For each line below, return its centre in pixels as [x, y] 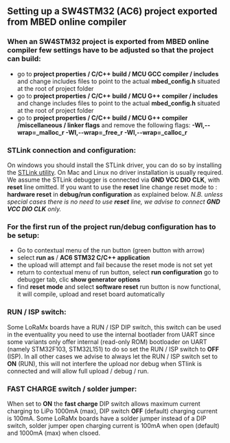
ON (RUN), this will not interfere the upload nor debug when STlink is [105, 363]
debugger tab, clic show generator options [79, 280]
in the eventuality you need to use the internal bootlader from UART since [111, 334]
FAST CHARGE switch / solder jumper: [72, 389]
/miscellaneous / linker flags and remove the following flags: [104, 125]
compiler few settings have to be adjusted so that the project [111, 50]
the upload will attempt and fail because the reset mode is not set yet [115, 265]
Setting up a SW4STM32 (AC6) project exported [112, 11]
